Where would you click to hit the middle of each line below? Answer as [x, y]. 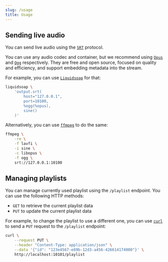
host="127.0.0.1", [43, 97]
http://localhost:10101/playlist [50, 254]
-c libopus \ [28, 153]
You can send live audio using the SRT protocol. [55, 47]
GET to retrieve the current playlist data [53, 206]
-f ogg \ [24, 158]
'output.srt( [28, 92]
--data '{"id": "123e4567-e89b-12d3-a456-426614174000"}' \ [79, 250]
